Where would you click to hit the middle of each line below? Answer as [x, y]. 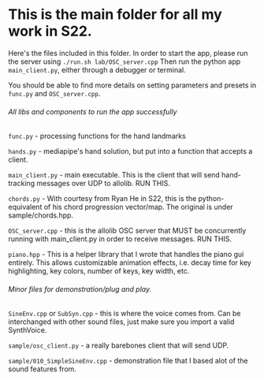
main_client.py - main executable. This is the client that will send [114, 175]
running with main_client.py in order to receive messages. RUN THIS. [120, 239]
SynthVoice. [28, 330]
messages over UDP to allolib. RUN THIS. [104, 184]
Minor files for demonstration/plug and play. [80, 289]
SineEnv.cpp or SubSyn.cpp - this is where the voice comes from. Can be [125, 314]
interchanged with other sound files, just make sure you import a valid [121, 322]
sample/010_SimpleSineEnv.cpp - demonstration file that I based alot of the [128, 361]
